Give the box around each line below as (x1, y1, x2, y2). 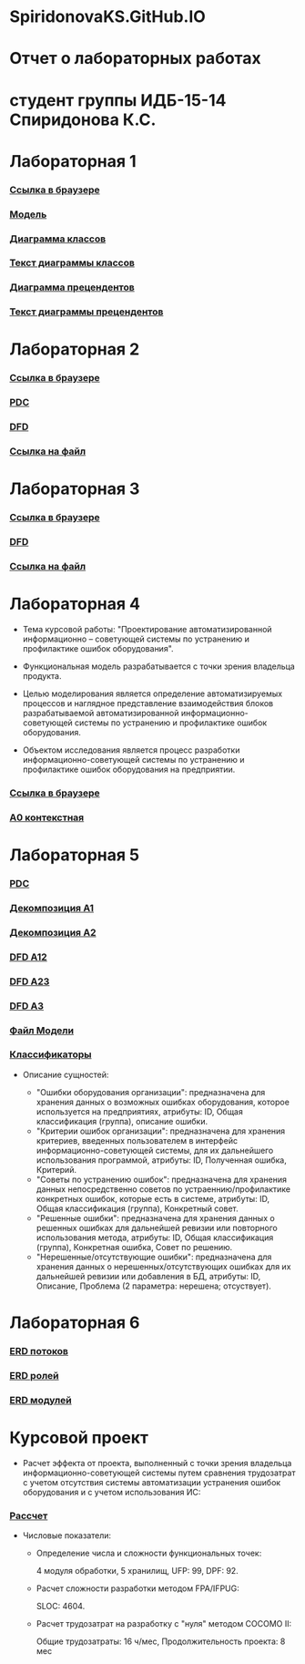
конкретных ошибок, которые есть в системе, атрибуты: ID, (36, 1193, 270, 1204)
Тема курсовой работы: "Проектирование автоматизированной (22, 624, 272, 635)
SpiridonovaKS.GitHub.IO (9, 6, 207, 27)
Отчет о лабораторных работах (9, 48, 261, 69)
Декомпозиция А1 (9, 901, 94, 914)
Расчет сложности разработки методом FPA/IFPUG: (36, 1583, 239, 1594)
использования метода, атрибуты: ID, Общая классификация (36, 1232, 274, 1243)
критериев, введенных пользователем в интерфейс (36, 1135, 239, 1145)
